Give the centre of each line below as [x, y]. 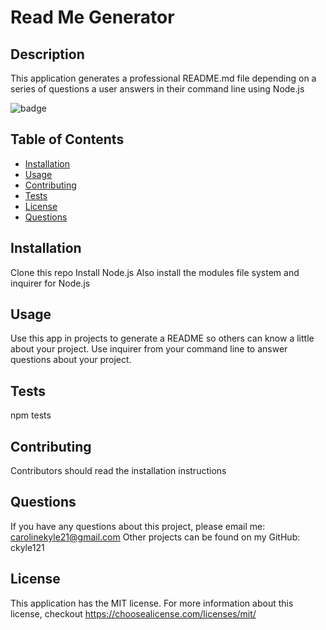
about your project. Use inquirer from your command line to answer [149, 349]
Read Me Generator [92, 17]
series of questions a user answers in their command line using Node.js [157, 89]
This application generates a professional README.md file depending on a [163, 78]
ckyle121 [27, 547]
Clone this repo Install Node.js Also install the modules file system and [155, 272]
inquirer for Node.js [50, 283]
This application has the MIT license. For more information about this [152, 603]
